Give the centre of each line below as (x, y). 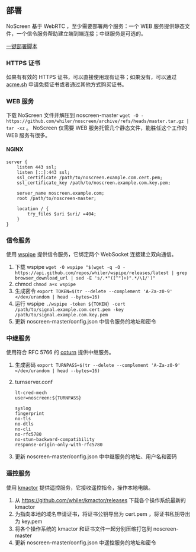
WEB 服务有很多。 (28, 135)
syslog (23, 408)
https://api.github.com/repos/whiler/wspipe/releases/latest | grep (101, 273)
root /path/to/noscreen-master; (57, 198)
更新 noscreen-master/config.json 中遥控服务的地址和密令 (86, 543)
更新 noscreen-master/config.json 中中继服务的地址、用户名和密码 (96, 456)
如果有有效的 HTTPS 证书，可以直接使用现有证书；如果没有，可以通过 (91, 77)
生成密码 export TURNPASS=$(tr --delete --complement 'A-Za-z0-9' (97, 365)
